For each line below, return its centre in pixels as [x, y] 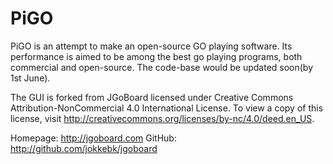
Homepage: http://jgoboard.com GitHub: [93, 138]
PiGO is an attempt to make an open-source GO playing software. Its [151, 46]
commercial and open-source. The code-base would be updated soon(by [162, 67]
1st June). [30, 78]
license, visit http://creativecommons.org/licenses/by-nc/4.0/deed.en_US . [162, 118]
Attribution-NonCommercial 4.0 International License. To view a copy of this [167, 108]
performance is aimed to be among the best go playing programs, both [156, 56]
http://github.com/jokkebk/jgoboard [84, 148]
